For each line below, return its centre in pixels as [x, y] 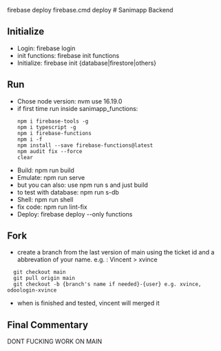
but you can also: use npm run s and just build [82, 185]
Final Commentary [48, 324]
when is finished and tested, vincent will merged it [88, 303]
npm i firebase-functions [54, 133]
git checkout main [40, 272]
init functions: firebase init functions [68, 55]
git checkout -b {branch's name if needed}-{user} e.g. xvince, [107, 284]
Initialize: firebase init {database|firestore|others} [87, 63]
